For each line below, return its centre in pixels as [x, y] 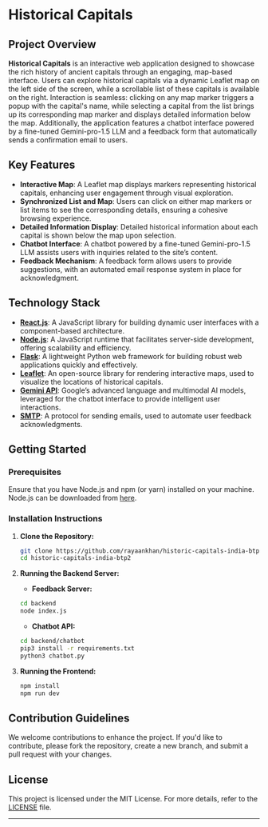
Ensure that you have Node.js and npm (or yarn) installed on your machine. [132, 489]
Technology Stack [54, 303]
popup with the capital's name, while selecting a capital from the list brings [132, 106]
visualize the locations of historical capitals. [91, 382]
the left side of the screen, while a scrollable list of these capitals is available [134, 89]
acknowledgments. [51, 424]
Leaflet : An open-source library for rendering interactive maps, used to [137, 373]
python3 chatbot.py [52, 656]
